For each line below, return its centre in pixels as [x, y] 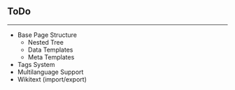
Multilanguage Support [50, 72]
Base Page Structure [47, 35]
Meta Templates [51, 57]
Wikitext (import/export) [52, 79]
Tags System [36, 64]
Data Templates [50, 50]
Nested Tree [46, 42]
